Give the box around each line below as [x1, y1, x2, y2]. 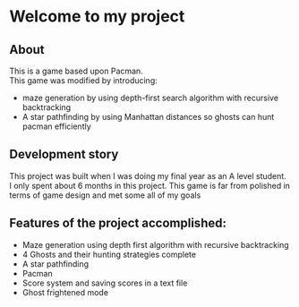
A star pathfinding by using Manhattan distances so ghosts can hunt [21, 112, 275, 122]
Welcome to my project [9, 6, 185, 27]
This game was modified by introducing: [9, 75, 158, 86]
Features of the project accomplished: [9, 216, 226, 231]
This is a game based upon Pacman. [9, 65, 143, 76]
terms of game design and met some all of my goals [9, 190, 201, 200]
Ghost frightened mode [21, 286, 109, 297]
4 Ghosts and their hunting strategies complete [21, 249, 197, 260]
